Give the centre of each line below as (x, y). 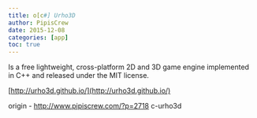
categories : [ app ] (38, 37)
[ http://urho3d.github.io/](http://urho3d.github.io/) (89, 90)
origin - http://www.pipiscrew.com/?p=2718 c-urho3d (95, 106)
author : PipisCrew (38, 23)
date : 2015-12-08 (37, 30)
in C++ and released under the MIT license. (79, 76)
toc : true (24, 45)
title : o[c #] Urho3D (42, 15)
